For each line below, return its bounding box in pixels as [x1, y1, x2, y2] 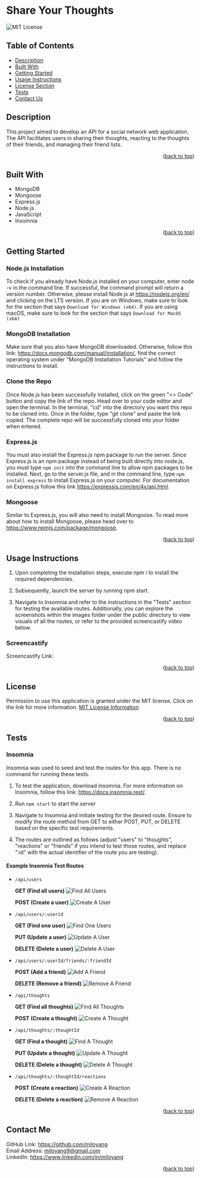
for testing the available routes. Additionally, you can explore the [14, 605, 173, 612]
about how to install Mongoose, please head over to [6, 518, 134, 525]
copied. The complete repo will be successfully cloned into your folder [6, 416, 180, 424]
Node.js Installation [6, 264, 64, 272]
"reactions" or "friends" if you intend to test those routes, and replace [14, 842, 187, 850]
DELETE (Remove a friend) [14, 980, 82, 987]
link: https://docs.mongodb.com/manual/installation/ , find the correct [6, 349, 176, 357]
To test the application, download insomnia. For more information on [14, 782, 183, 789]
